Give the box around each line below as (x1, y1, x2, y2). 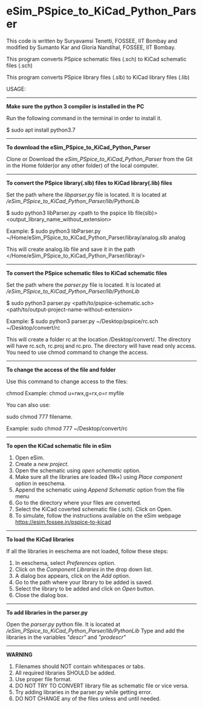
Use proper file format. (14, 675, 72, 683)
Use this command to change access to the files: (6, 378, 128, 385)
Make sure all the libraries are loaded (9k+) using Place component (14, 473, 182, 480)
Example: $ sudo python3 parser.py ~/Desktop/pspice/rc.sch (6, 317, 159, 325)
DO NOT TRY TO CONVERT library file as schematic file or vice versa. (14, 682, 189, 689)
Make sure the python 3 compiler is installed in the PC (6, 102, 144, 110)
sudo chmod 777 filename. (6, 413, 72, 420)
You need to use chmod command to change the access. (6, 349, 149, 356)
